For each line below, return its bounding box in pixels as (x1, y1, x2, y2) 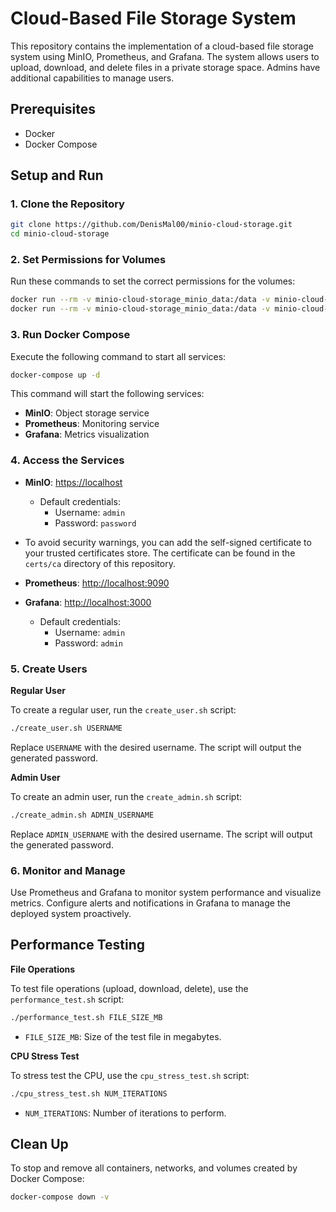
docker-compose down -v (10, 1192, 110, 1202)
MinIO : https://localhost (24, 476, 123, 488)
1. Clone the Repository (10, 197, 125, 211)
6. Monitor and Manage (10, 863, 126, 877)
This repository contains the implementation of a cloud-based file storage (10, 40, 314, 52)
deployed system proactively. (10, 908, 132, 920)
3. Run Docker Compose (10, 328, 131, 342)
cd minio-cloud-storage (10, 229, 110, 239)
